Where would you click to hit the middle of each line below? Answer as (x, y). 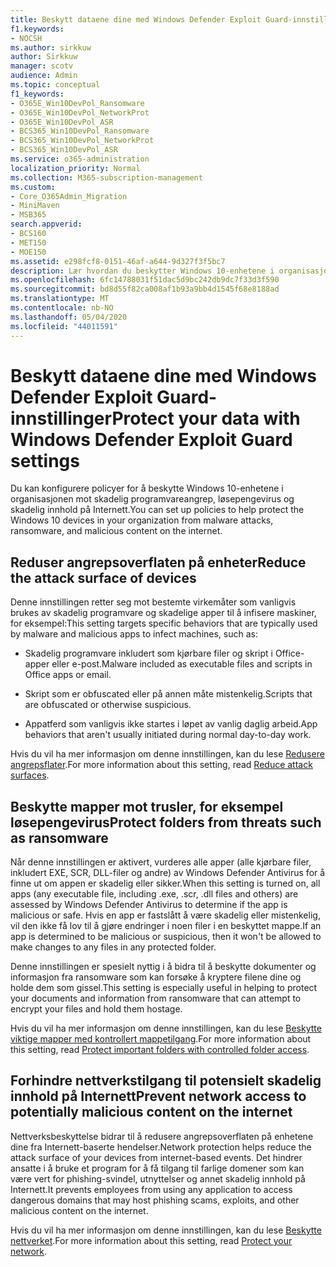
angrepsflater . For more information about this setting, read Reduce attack (161, 765)
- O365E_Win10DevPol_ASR (62, 122)
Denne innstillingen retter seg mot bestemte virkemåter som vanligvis (153, 602)
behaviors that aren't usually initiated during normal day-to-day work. (168, 735)
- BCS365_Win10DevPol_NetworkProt (82, 141)
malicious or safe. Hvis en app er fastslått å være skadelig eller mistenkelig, (165, 915)
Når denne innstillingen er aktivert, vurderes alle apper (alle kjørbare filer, (161, 862)
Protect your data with (206, 418)
